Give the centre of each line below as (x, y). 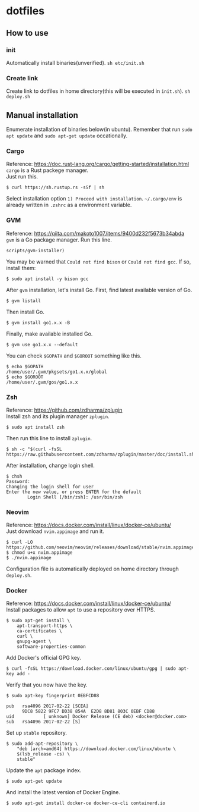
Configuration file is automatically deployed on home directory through (92, 569)
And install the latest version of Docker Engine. (63, 792)
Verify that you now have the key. (47, 685)
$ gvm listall (24, 301)
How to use (27, 33)
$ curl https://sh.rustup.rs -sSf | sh (55, 188)
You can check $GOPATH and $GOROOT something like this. (74, 356)
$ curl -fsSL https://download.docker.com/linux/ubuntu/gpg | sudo (91, 669)
